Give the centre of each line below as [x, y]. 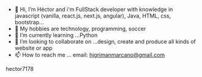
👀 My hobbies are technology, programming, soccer [80, 28]
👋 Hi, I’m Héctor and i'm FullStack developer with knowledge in [94, 9]
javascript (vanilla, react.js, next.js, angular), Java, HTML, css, [93, 16]
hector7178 [20, 69]
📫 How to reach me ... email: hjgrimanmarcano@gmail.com [90, 55]
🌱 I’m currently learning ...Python [56, 35]
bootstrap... [29, 22]
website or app [33, 48]
